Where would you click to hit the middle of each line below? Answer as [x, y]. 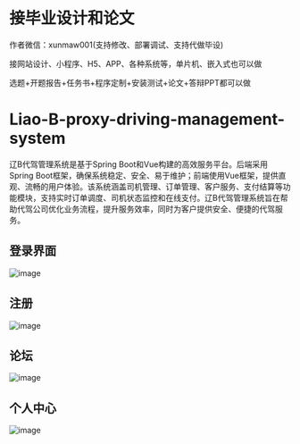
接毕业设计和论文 [72, 18]
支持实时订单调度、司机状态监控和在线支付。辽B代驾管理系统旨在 [160, 197]
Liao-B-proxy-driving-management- [147, 119]
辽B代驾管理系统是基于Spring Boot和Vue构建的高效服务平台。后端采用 [138, 164]
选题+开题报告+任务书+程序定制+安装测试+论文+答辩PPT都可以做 [130, 82]
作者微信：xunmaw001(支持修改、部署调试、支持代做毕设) [117, 45]
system [37, 138]
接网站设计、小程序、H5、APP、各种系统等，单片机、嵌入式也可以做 [136, 63]
